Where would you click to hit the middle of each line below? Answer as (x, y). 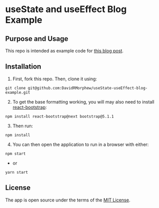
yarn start (17, 172)
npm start (16, 153)
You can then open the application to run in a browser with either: (81, 144)
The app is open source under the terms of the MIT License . (68, 200)
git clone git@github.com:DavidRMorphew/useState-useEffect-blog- (76, 88)
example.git (18, 92)
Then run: (23, 126)
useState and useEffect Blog (66, 9)
